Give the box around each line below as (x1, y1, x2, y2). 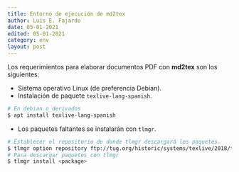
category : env (7, 37, 50, 44)
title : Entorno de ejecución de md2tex (7, 10, 126, 18)
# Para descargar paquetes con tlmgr (7, 151, 119, 159)
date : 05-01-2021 (7, 23, 59, 30)
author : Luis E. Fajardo (7, 17, 81, 24)
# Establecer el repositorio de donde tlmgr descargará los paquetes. (7, 138, 221, 145)
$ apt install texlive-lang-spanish (7, 111, 116, 119)
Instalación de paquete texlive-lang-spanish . (17, 91, 153, 100)
